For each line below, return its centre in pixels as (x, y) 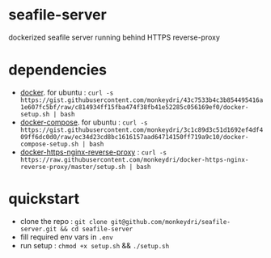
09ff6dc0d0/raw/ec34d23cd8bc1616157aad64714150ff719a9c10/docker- (134, 137)
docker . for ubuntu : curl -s (67, 92)
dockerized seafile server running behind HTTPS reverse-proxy (114, 37)
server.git (38, 229)
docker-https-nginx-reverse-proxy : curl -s (93, 152)
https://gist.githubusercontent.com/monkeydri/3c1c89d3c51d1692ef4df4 (142, 130)
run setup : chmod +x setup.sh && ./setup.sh (95, 245)
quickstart (44, 199)
